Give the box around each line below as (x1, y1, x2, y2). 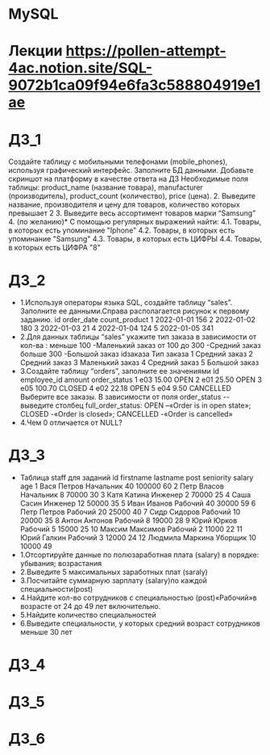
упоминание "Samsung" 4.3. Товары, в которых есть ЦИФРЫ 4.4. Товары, (8, 234, 263, 244)
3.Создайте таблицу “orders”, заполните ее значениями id (19, 367, 219, 376)
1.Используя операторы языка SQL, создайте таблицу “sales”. (19, 298, 233, 308)
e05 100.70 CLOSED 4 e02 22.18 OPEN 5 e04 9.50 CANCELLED (19, 384, 232, 393)
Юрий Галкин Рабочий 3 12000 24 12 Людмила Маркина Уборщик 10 (19, 533, 256, 543)
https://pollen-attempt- (65, 42, 227, 61)
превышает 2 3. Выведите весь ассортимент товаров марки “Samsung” (8, 208, 256, 218)
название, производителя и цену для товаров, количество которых (8, 199, 240, 210)
